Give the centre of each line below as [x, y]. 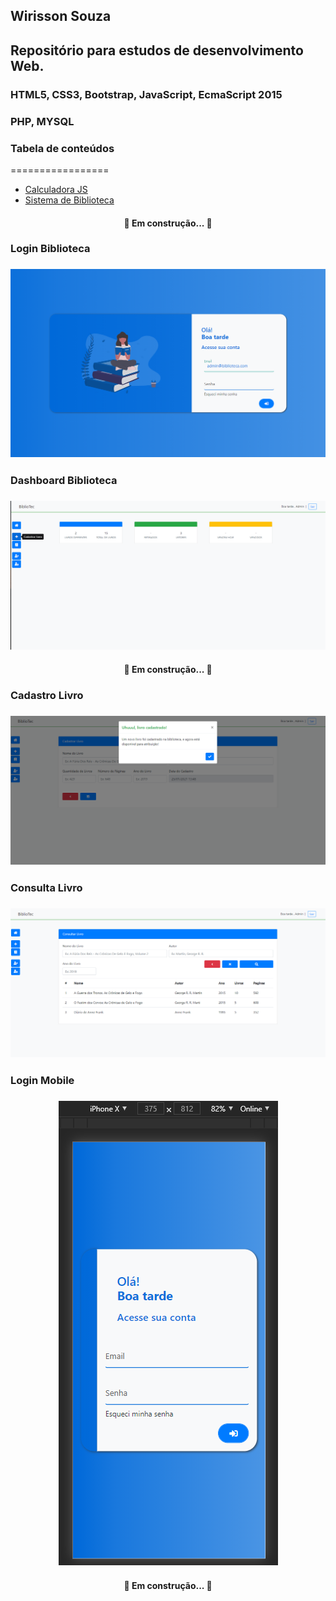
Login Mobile [42, 1081]
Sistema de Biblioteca [69, 200]
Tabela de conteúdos [62, 148]
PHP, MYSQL [42, 121]
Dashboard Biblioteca [64, 480]
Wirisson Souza [61, 16]
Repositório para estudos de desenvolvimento [157, 50]
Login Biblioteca [50, 249]
